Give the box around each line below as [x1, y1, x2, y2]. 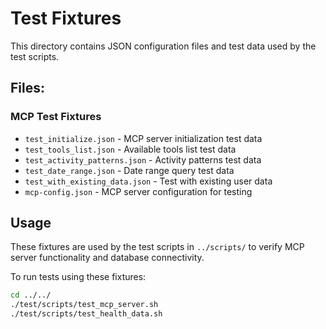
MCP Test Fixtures [10, 110, 102, 124]
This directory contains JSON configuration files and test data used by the [10, 40, 317, 52]
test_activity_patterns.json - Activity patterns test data [24, 153, 262, 166]
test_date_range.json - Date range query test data [24, 164, 235, 176]
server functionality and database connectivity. [10, 252, 205, 264]
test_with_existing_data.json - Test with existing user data [24, 175, 273, 187]
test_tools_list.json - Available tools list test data [24, 143, 237, 155]
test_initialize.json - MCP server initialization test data [24, 132, 263, 144]
